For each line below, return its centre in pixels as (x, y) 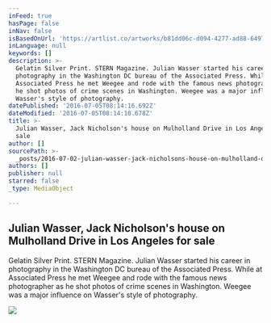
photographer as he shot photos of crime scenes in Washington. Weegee (130, 286)
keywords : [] (30, 53)
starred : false (34, 181)
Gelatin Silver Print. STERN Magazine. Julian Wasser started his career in (129, 260)
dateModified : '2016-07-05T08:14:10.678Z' (81, 114)
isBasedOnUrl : (32, 38)
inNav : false (30, 31)
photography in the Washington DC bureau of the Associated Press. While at (135, 269)
